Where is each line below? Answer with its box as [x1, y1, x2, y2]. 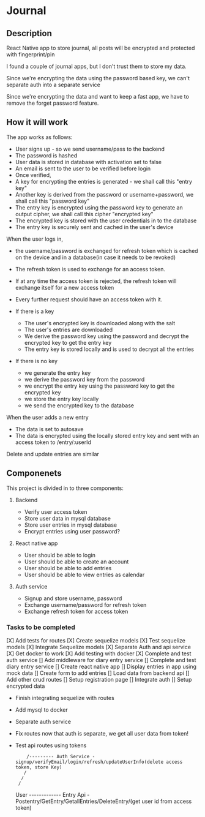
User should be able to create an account [24, 558, 129, 565]
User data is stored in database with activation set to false [15, 158, 162, 165]
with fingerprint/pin [6, 51, 55, 58]
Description [6, 28, 52, 39]
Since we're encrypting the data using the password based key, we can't [6, 75, 190, 81]
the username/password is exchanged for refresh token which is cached [15, 247, 198, 254]
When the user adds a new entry [6, 413, 89, 421]
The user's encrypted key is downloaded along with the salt [24, 319, 176, 326]
